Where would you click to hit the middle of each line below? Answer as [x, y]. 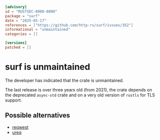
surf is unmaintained [48, 67]
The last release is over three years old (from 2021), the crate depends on [79, 89]
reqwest [20, 127]
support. [14, 100]
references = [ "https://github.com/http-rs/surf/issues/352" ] [69, 25]
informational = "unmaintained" [38, 30]
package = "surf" [23, 16]
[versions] [16, 43]
